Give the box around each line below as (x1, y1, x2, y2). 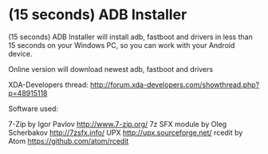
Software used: (8, 104, 58, 113)
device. (8, 49, 33, 58)
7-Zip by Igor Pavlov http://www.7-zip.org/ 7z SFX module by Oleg (8, 119, 227, 128)
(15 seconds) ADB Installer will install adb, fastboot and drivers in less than (8, 32, 253, 41)
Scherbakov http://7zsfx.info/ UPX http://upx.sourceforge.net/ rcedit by (8, 128, 243, 137)
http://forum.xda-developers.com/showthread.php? (90, 80, 260, 89)
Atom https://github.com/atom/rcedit (8, 136, 129, 145)
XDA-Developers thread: (8, 80, 89, 89)
